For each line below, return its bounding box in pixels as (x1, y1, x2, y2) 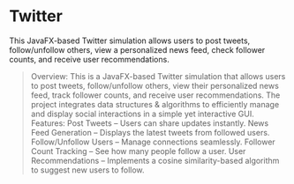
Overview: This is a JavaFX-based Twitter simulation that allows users (30, 70, 286, 81)
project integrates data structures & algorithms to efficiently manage (30, 99, 280, 109)
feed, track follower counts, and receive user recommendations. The (30, 90, 281, 100)
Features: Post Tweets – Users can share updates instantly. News (30, 117, 269, 129)
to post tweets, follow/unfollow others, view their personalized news (30, 80, 280, 91)
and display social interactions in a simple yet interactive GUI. (30, 108, 254, 119)
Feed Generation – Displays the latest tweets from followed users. (30, 127, 270, 137)
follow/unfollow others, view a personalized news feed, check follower (9, 44, 266, 55)
